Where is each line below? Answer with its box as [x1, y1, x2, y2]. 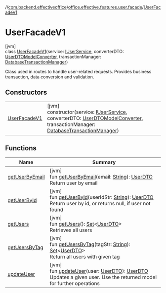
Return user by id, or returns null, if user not [49, 200, 151, 207]
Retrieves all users [49, 227, 92, 234]
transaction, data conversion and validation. [5, 74, 94, 80]
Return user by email [49, 179, 98, 186]
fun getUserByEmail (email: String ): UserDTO [49, 173, 153, 180]
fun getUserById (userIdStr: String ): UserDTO [49, 193, 154, 200]
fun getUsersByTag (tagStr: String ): [49, 240, 130, 247]
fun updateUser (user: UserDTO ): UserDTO [49, 267, 148, 274]
